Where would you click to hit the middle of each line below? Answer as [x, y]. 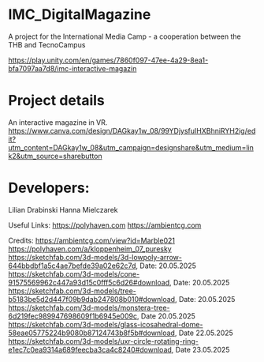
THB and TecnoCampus [47, 44]
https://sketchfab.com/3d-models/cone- [74, 273]
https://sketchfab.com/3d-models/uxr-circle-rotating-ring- [103, 341]
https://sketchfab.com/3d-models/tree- [72, 291]
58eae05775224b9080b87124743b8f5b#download [92, 333]
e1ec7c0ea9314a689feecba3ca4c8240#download [90, 349]
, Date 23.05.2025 [201, 349]
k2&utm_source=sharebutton [55, 156]
